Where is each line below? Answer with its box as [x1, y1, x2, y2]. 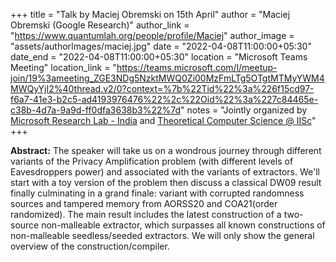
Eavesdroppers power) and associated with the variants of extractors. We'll [10, 166, 321, 178]
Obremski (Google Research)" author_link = [10, 19, 190, 31]
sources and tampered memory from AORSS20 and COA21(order [10, 198, 278, 209]
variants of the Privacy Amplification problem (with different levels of [10, 155, 294, 167]
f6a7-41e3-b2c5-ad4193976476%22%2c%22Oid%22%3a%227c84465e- [10, 94, 319, 105]
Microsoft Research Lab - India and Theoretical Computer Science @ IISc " [10, 115, 317, 126]
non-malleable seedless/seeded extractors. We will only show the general [10, 230, 315, 241]
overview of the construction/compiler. [10, 240, 170, 252]
